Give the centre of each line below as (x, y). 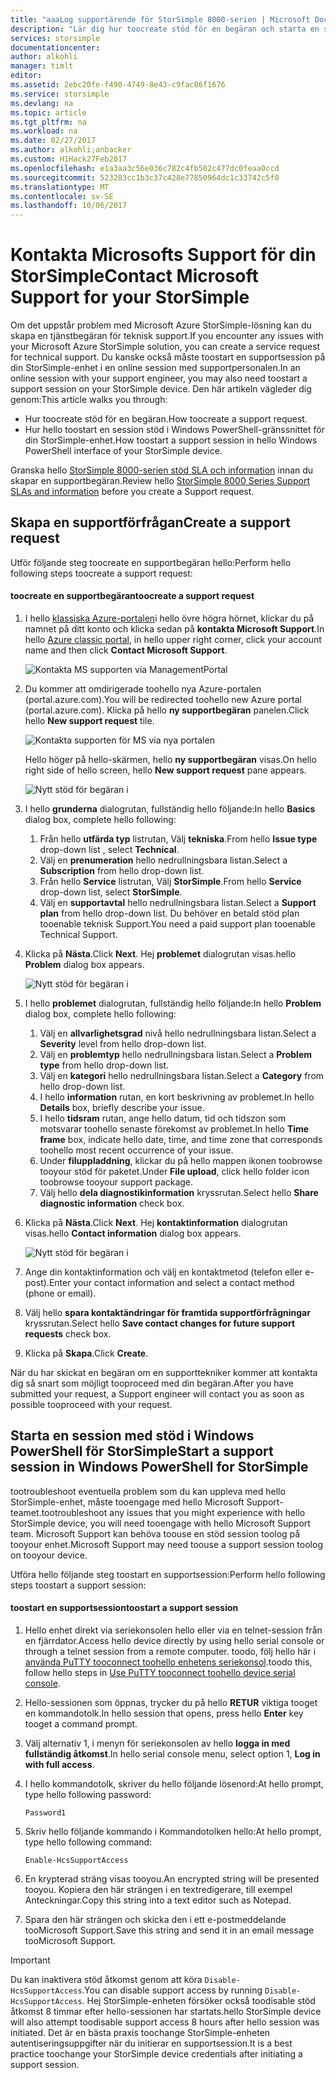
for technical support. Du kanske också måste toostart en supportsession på (168, 357)
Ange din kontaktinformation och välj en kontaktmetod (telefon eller (163, 1272)
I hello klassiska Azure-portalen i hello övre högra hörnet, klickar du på (169, 618)
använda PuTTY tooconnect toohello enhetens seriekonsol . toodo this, (168, 1662)
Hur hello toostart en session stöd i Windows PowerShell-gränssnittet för (174, 430)
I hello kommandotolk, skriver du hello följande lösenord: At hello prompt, (174, 1784)
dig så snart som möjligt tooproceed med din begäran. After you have (152, 1383)
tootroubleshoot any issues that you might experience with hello (173, 1512)
